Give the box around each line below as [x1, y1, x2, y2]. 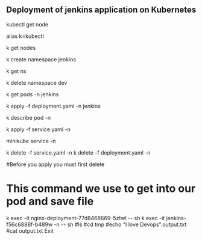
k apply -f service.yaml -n [6, 126, 71, 133]
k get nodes [6, 44, 36, 51]
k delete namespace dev [6, 79, 68, 86]
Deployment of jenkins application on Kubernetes [6, 5, 197, 15]
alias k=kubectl [6, 32, 44, 40]
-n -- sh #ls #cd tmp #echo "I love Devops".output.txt [54, 221, 187, 228]
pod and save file [6, 195, 94, 208]
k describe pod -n [6, 114, 51, 121]
